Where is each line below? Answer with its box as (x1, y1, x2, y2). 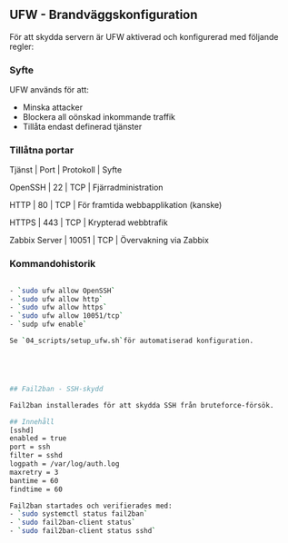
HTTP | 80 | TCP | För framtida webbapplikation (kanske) (9, 200, 223, 211)
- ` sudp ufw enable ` (9, 320, 88, 330)
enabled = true (9, 434, 67, 443)
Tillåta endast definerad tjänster (22, 122, 143, 133)
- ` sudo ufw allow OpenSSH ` (9, 286, 116, 295)
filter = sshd (9, 451, 64, 460)
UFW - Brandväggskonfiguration (9, 7, 198, 23)
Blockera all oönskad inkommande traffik (22, 112, 175, 123)
